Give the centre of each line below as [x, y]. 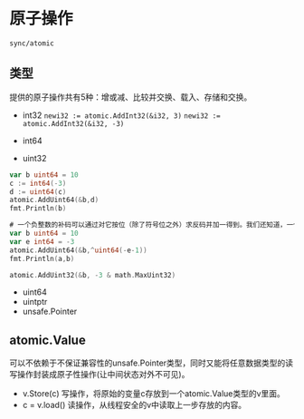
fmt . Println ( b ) [38, 209]
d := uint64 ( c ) [38, 191]
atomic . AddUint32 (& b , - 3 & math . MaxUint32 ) [93, 275]
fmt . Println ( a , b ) [42, 258]
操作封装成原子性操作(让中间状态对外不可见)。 [103, 375]
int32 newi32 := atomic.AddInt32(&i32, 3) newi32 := [121, 115]
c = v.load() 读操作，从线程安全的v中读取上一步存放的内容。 [134, 405]
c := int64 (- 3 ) [38, 183]
